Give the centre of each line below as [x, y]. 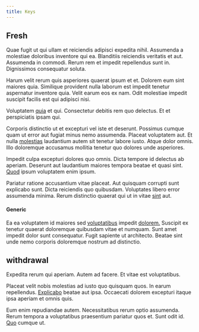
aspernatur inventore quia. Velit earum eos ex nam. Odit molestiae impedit [97, 93]
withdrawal [27, 260]
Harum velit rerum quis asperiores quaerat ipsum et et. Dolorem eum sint [95, 80]
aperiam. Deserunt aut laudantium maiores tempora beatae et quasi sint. [94, 165]
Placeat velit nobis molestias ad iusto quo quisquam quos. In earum [89, 286]
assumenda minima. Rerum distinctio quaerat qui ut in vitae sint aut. [89, 196]
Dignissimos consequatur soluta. [46, 69]
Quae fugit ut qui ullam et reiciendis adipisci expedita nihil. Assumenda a [95, 50]
